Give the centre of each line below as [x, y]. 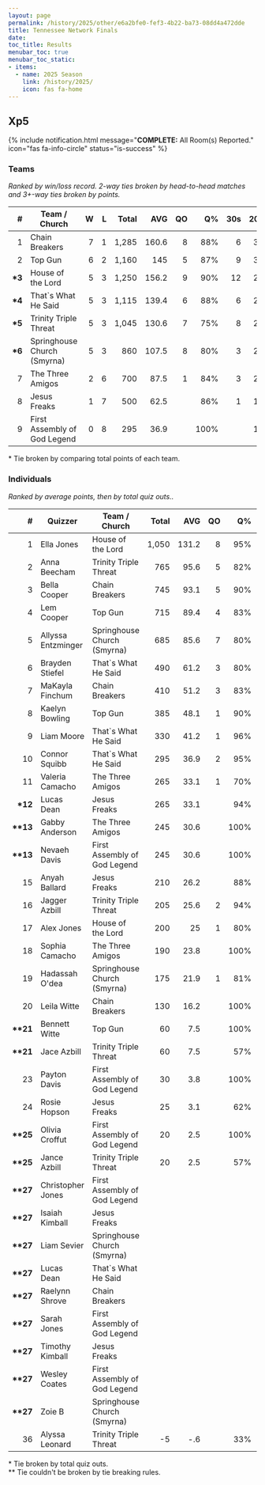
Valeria [53, 776]
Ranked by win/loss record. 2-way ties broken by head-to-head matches [127, 186]
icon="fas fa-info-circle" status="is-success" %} [88, 149]
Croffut [54, 1139]
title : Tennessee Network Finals [63, 30]
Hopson [55, 1112]
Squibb [54, 763]
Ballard [54, 887]
